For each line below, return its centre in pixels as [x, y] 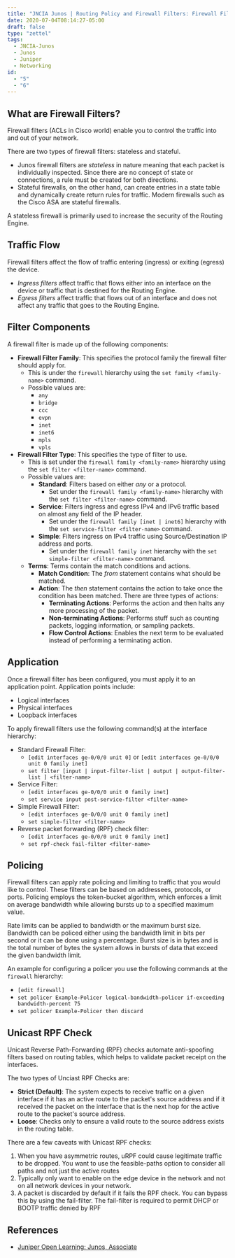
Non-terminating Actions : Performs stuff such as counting [134, 618]
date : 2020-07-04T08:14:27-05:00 [56, 20]
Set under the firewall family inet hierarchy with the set [133, 551]
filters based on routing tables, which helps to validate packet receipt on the [117, 1057]
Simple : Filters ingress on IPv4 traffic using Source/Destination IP [133, 536]
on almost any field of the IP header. [90, 514]
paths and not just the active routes [69, 1171]
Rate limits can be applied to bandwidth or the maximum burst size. [104, 926]
